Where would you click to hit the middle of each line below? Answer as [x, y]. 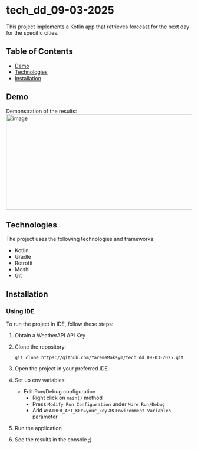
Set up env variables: [40, 380]
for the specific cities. [32, 32]
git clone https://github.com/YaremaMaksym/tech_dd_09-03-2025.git [99, 358]
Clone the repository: [40, 347]
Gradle [23, 257]
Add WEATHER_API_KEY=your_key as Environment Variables [102, 411]
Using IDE [20, 311]
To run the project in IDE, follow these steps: [60, 324]
